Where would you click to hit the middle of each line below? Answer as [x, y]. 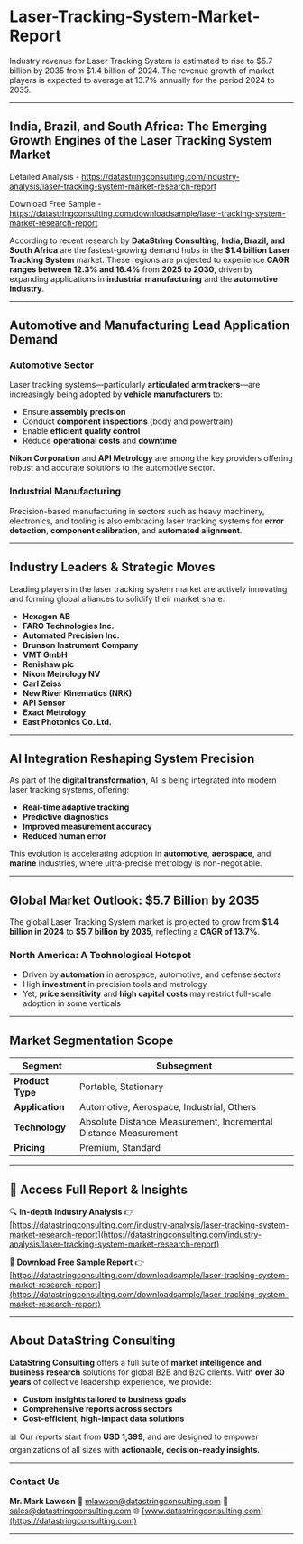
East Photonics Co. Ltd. [67, 721]
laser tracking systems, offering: [69, 790]
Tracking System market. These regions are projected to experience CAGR [150, 259]
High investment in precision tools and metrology [115, 984]
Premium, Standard [120, 1148]
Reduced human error [64, 836]
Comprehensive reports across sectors [97, 1408]
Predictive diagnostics [65, 817]
